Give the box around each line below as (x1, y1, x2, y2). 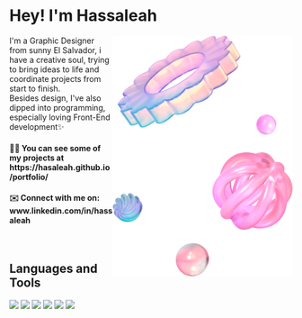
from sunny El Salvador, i (9, 44, 102, 55)
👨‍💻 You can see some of (9, 142, 102, 153)
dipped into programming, (9, 102, 106, 113)
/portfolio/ (9, 171, 49, 182)
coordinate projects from (9, 73, 102, 84)
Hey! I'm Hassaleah (9, 5, 157, 26)
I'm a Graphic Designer (9, 35, 95, 46)
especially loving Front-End (9, 112, 111, 123)
